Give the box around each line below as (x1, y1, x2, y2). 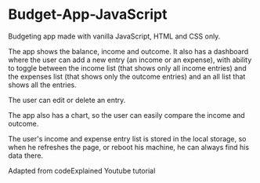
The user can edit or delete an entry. (8, 95, 126, 104)
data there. (8, 151, 44, 160)
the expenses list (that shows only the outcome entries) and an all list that (8, 71, 246, 81)
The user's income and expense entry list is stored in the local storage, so (8, 134, 247, 143)
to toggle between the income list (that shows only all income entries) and (8, 63, 247, 72)
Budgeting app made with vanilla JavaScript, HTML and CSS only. (8, 31, 221, 41)
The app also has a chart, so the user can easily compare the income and (8, 110, 245, 119)
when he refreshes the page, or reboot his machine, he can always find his (8, 142, 249, 152)
